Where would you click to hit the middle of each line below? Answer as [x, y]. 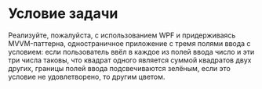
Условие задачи [63, 14]
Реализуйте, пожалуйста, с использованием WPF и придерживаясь [122, 35]
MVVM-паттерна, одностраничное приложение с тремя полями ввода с [129, 43]
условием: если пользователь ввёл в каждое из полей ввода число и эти [131, 52]
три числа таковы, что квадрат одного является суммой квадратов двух [130, 60]
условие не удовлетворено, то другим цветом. [87, 77]
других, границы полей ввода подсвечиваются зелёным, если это [120, 68]
